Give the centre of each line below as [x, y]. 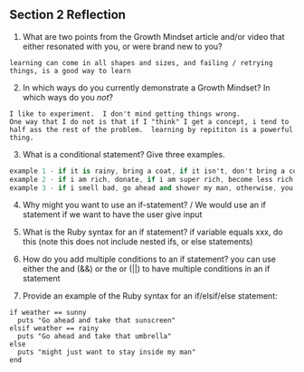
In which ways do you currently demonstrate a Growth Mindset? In [146, 87]
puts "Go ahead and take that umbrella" [95, 337]
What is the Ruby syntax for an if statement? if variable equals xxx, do [152, 232]
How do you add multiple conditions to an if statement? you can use [149, 259]
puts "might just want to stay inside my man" [107, 352]
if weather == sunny [48, 313]
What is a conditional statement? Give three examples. [123, 154]
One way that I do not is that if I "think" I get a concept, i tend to [149, 121]
